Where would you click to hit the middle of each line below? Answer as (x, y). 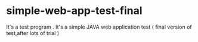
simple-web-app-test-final (74, 11)
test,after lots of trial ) (33, 33)
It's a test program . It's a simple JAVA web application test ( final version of (99, 27)
